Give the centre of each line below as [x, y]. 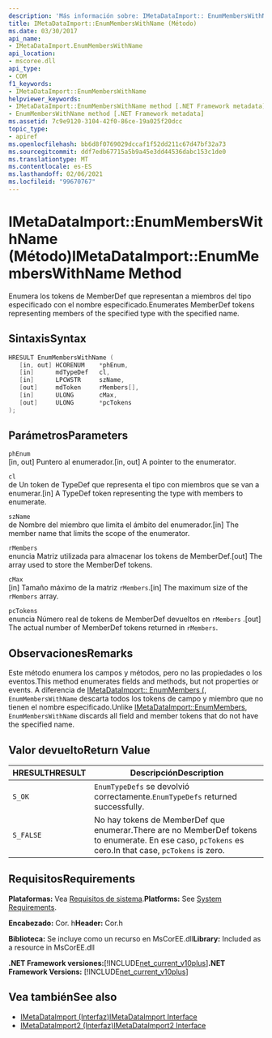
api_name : [25, 39]
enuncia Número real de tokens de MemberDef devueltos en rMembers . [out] [135, 619]
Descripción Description [177, 773]
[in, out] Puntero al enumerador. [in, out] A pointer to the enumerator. [122, 462]
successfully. [119, 807]
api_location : [32, 54]
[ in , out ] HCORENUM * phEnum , [74, 365]
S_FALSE [27, 835]
